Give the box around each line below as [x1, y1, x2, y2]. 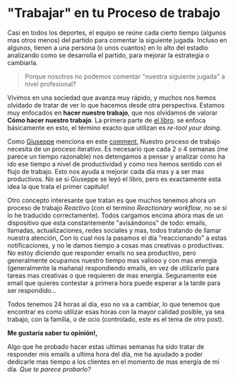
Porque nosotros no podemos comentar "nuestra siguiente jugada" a [24, 72, 226, 81]
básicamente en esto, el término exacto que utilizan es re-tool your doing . [7, 123, 222, 132]
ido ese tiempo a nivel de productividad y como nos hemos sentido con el [7, 159, 222, 168]
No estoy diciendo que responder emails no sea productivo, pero [7, 248, 196, 257]
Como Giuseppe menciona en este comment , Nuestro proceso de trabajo [7, 137, 221, 146]
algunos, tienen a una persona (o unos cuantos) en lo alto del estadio [7, 43, 208, 52]
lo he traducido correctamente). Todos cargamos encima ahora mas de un [7, 211, 224, 219]
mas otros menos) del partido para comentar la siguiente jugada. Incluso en [7, 35, 227, 44]
